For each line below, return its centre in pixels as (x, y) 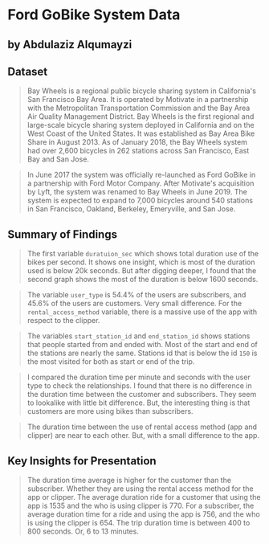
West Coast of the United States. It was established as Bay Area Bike (141, 133)
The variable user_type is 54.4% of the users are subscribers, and (137, 295)
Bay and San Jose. (58, 159)
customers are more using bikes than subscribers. (110, 411)
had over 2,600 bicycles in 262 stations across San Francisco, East (138, 151)
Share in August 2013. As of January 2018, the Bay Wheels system (137, 142)
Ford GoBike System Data (94, 15)
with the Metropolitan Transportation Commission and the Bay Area (139, 108)
